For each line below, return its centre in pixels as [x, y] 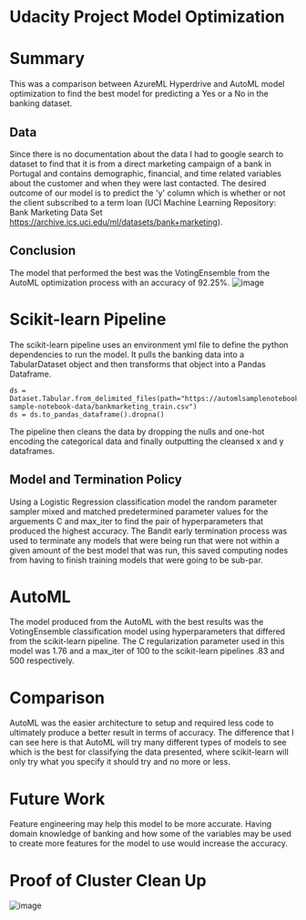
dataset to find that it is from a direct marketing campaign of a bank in [140, 164]
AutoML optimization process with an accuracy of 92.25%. [120, 282]
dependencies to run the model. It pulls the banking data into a [127, 354]
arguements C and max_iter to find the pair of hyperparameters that [137, 521]
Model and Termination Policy [96, 480]
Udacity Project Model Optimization [147, 17]
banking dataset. [41, 103]
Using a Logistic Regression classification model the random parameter [143, 502]
